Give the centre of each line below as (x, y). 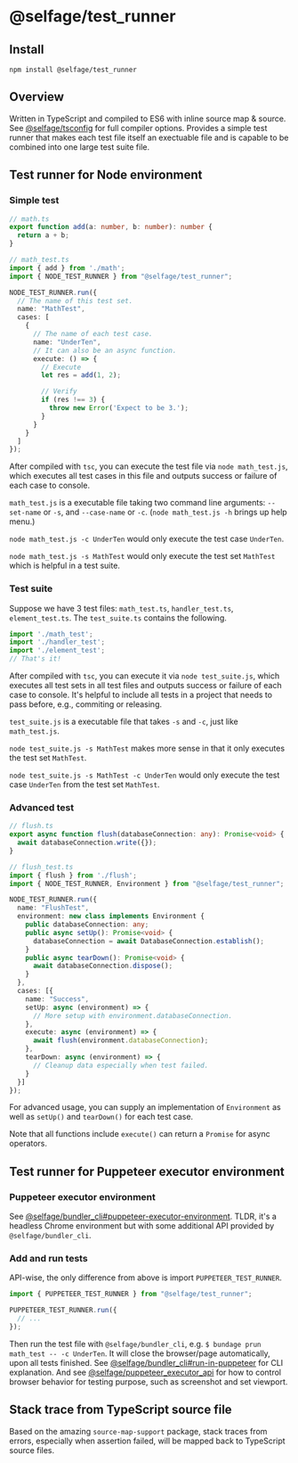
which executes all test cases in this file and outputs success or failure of (143, 476)
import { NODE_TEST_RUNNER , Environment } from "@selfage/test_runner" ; (147, 884)
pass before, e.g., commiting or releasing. (86, 704)
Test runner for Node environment (106, 175)
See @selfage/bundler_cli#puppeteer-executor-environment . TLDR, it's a (143, 1216)
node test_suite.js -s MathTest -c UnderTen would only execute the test (145, 775)
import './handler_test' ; (57, 642)
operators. (28, 1144)
